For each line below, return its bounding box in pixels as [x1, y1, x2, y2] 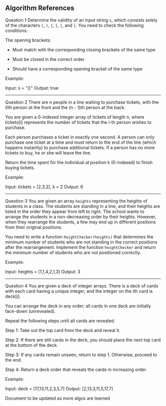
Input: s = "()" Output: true [5, 85, 59, 91]
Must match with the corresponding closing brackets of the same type [12, 46, 156, 52]
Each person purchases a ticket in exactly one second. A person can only [5, 134, 155, 140]
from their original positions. [5, 224, 63, 230]
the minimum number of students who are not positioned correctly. [5, 249, 142, 255]
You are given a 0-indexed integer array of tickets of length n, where [5, 114, 145, 120]
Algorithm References [5, 4, 75, 12]
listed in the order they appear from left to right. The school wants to [5, 208, 145, 214]
